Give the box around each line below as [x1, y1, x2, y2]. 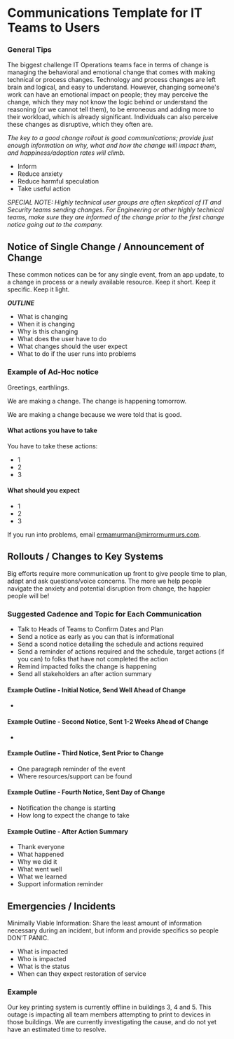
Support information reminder [17, 880, 104, 888]
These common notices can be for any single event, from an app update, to [7, 270, 225, 279]
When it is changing [17, 320, 76, 329]
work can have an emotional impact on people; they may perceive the [7, 90, 209, 99]
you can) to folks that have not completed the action [17, 655, 169, 663]
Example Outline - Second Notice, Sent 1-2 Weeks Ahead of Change [7, 717, 209, 726]
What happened [17, 850, 64, 859]
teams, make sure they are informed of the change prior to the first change [7, 213, 225, 221]
